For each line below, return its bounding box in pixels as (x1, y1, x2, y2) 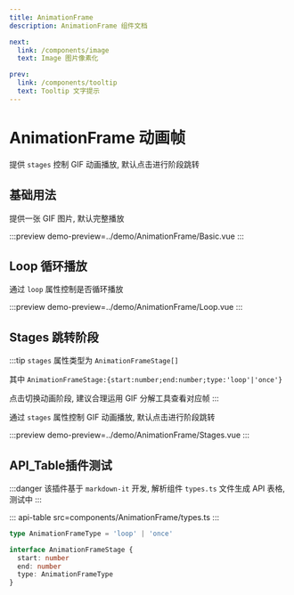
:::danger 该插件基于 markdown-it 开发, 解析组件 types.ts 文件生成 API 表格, (9, 483, 285, 493)
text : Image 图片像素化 (17, 54, 99, 63)
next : (9, 37, 29, 46)
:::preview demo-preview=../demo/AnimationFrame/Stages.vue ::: (9, 429, 250, 441)
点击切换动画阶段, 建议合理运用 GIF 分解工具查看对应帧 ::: (9, 393, 220, 403)
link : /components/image (17, 45, 110, 54)
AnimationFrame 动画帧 (9, 127, 186, 148)
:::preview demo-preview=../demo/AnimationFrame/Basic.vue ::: (9, 231, 245, 241)
